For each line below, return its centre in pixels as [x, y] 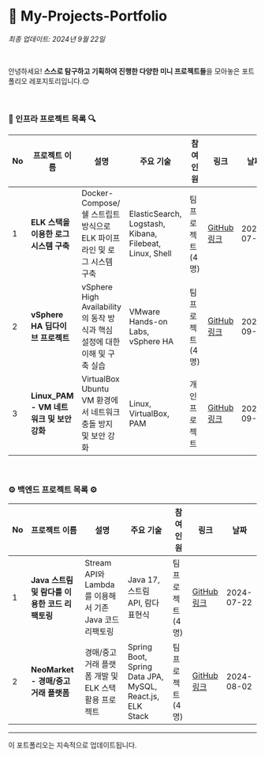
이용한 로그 [50, 234]
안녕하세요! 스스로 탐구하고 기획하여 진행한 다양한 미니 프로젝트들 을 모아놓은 [124, 71]
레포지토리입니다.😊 [59, 81]
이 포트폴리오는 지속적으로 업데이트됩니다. [73, 745]
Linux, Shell [150, 254]
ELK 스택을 [50, 222]
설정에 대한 [101, 342]
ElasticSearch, [155, 214]
